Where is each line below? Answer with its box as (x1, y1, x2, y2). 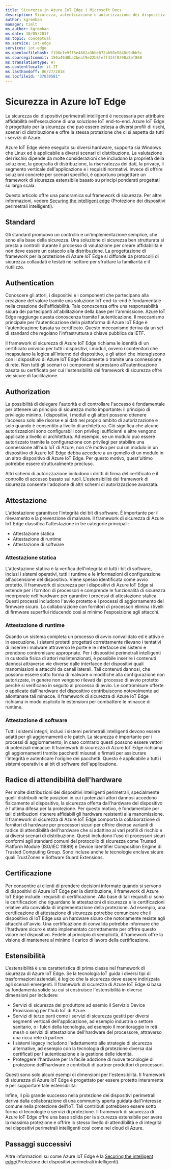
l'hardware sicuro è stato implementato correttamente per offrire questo (5, 926, 156, 932)
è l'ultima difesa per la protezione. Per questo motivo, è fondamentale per (5, 805, 159, 812)
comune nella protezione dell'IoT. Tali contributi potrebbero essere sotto (5, 1103, 157, 1109)
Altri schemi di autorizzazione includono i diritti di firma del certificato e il (5, 471, 159, 477)
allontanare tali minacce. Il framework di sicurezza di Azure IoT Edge (5, 693, 149, 699)
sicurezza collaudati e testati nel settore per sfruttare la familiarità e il (5, 258, 150, 264)
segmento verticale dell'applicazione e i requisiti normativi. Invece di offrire (5, 166, 163, 172)
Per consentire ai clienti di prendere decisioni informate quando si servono (5, 883, 162, 889)
